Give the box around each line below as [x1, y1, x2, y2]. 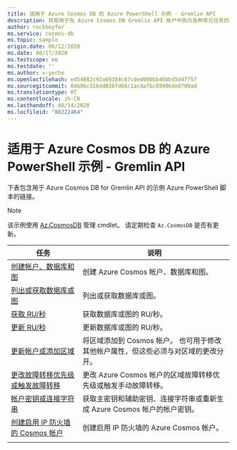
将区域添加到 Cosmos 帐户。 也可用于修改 [82, 335, 222, 345]
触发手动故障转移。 [103, 380, 168, 390]
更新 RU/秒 [11, 322, 47, 332]
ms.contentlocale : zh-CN [7, 96, 80, 103]
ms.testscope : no [7, 56, 59, 63]
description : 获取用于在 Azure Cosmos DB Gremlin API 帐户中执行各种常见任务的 [7, 17, 229, 24]
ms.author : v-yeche [7, 69, 65, 76]
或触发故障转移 [11, 380, 61, 390]
